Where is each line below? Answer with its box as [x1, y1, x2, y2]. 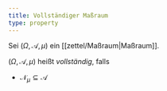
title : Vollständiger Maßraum [8, 11, 109, 20]
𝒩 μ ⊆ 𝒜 [19, 72, 48, 84]
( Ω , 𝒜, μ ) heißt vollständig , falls [8, 56, 110, 66]
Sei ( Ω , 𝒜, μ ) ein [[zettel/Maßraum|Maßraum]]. [8, 40, 160, 50]
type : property [8, 19, 59, 27]
